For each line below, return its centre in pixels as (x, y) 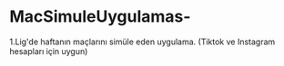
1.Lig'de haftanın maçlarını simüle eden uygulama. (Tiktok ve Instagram (142, 42)
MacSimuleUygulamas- (100, 17)
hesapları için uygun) (49, 51)
